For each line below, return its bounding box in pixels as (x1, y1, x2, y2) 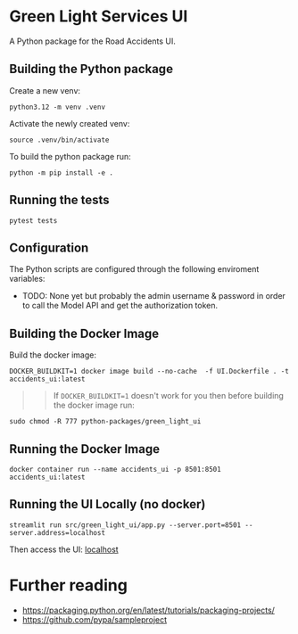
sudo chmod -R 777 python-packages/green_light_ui (9, 417, 202, 426)
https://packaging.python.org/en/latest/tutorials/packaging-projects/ (21, 605, 275, 615)
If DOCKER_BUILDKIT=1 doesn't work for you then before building (53, 391, 284, 401)
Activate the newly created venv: (9, 118, 130, 128)
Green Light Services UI (9, 6, 188, 27)
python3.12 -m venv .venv (9, 103, 105, 111)
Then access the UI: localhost (9, 544, 119, 555)
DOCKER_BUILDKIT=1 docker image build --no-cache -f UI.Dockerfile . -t (9, 367, 290, 376)
